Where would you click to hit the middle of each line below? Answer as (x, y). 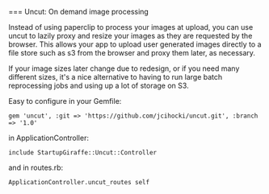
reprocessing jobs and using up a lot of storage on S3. (99, 85)
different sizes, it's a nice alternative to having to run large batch (116, 77)
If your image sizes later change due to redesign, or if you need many (124, 68)
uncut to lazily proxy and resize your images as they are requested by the (130, 36)
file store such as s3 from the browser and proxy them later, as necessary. (132, 53)
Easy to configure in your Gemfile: (65, 101)
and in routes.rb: (36, 167)
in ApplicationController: (48, 138)
